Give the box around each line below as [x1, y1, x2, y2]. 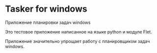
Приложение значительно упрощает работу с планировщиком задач [5, 38, 150, 44]
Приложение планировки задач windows [5, 19, 91, 25]
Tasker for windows [5, 3, 87, 15]
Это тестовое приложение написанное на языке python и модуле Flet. [5, 29, 152, 35]
